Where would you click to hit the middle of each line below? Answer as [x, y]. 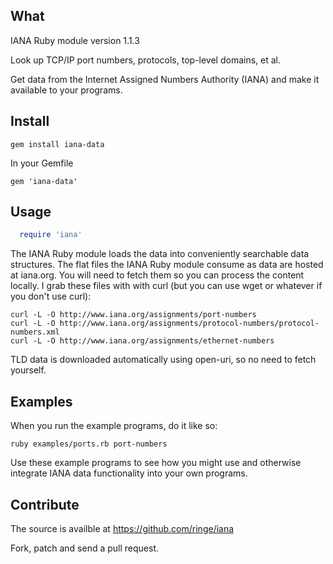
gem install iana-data [57, 144]
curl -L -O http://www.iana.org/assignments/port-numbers [133, 315]
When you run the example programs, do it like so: [114, 426]
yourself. [28, 370]
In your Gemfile [42, 163]
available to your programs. [66, 90]
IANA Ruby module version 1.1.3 [75, 40]
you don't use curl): [51, 296]
